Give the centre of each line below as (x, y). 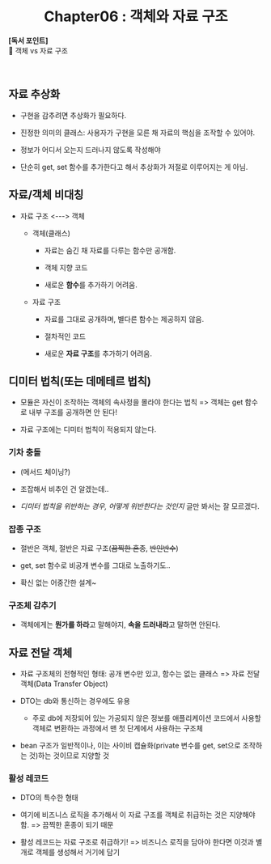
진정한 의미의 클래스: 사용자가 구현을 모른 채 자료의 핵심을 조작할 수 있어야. (138, 132)
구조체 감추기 (32, 605)
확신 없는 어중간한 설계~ (58, 582)
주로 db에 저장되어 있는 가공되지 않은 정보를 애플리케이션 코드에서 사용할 (146, 718)
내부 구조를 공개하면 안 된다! (73, 413)
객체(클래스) (51, 233)
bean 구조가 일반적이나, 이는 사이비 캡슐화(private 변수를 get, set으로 (130, 746)
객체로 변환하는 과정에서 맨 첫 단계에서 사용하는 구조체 (118, 728)
